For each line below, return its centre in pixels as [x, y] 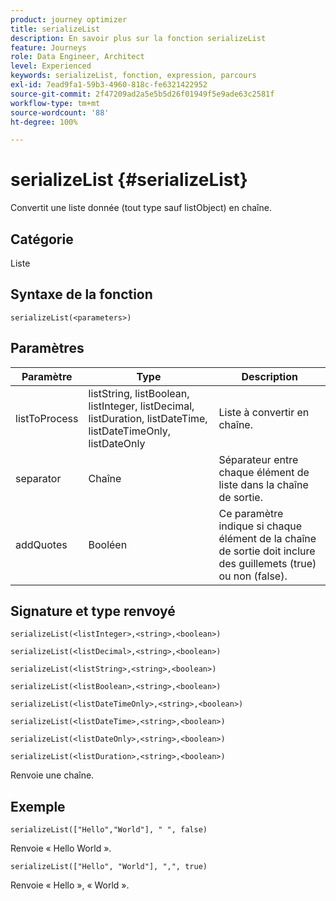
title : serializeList [55, 29]
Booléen [108, 544]
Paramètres [47, 348]
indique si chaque [260, 526]
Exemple [38, 806]
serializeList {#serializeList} [129, 180]
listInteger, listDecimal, [141, 406]
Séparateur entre [258, 459]
